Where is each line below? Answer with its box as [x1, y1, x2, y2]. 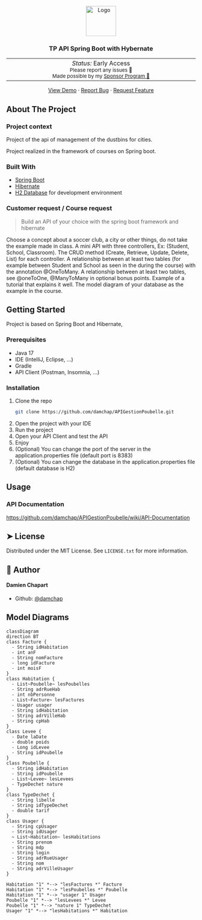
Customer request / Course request [6, 204, 112, 213]
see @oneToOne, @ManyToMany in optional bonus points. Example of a [6, 274, 185, 281]
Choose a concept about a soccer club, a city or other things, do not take [6, 236, 188, 243]
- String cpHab [11, 718, 50, 724]
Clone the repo [14, 397, 52, 404]
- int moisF [11, 665, 42, 671]
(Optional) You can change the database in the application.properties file [14, 458, 195, 465]
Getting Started [6, 304, 66, 314]
